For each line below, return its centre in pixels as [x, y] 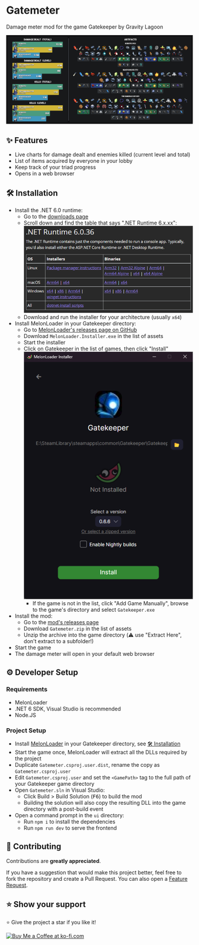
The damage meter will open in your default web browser [85, 654]
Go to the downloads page [56, 217]
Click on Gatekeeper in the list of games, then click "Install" [96, 349]
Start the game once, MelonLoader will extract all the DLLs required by [101, 753]
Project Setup [26, 730]
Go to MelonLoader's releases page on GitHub [80, 330]
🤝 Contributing [34, 847]
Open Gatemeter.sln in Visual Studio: [60, 790]
